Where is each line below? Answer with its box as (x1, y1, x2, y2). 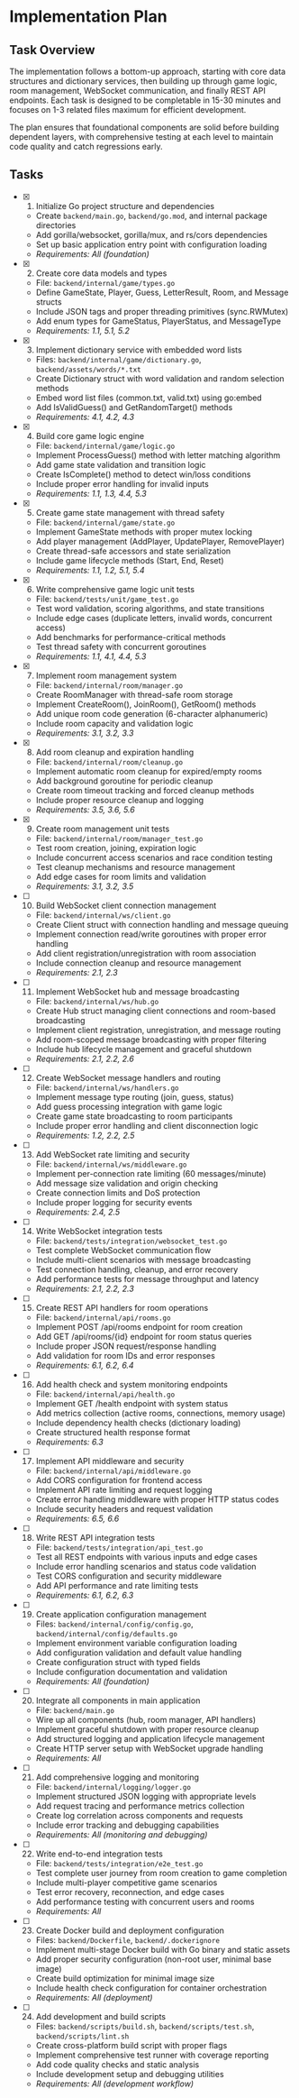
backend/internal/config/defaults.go (35, 1629, 178, 1638)
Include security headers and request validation (35, 1503, 213, 1514)
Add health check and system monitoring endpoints (35, 1379, 228, 1389)
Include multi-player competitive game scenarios (35, 1877, 218, 1888)
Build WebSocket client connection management (35, 900, 217, 911)
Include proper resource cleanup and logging (35, 794, 204, 805)
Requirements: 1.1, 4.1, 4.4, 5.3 (35, 651, 147, 662)
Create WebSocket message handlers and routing (35, 1072, 221, 1083)
